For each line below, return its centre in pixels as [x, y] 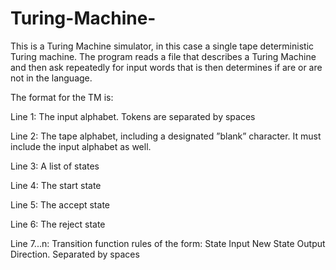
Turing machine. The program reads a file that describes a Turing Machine [163, 56]
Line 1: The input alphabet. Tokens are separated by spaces [133, 116]
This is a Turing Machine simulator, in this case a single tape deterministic [162, 46]
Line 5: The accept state [60, 204]
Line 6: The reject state [58, 224]
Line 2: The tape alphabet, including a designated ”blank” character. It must [166, 136]
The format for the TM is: [62, 97]
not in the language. [51, 78]
